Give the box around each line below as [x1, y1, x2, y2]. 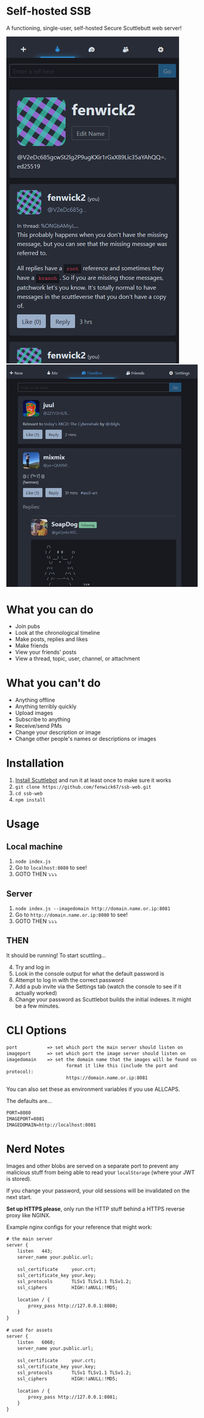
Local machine [6, 841, 63, 852]
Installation [6, 756, 64, 770]
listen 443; [17, 1248, 53, 1254]
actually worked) [15, 989, 58, 997]
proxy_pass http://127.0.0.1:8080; [28, 1302, 118, 1309]
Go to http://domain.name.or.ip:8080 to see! [15, 911, 128, 918]
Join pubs [15, 623, 41, 630]
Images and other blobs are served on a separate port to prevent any [6, 1162, 179, 1169]
